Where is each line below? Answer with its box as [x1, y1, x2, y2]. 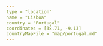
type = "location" [6, 8, 52, 15]
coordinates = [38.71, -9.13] [6, 25, 82, 32]
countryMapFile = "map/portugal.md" [6, 31, 98, 37]
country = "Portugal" [6, 20, 60, 26]
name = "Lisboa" [6, 14, 47, 20]
